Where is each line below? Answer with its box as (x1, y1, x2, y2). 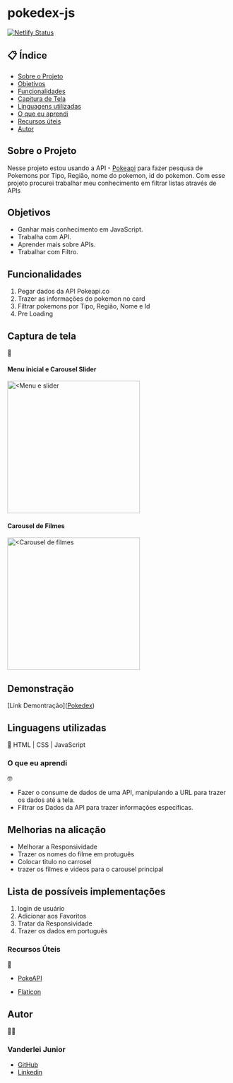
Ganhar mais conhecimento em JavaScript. (17, 225, 143, 234)
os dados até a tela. (17, 796, 76, 804)
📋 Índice (7, 49, 47, 61)
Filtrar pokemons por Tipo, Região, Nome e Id (17, 302, 150, 311)
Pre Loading (17, 309, 54, 318)
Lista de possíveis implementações (7, 885, 166, 897)
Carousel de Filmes (7, 521, 65, 530)
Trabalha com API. (17, 233, 72, 241)
